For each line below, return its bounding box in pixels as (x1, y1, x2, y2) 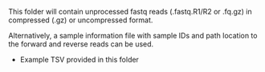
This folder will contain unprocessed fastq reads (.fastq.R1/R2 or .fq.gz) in (8, 7, 252, 16)
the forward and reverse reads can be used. (8, 39, 154, 49)
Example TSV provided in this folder (19, 55, 139, 64)
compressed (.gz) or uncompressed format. (8, 15, 153, 25)
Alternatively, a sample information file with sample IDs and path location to (8, 31, 258, 40)
